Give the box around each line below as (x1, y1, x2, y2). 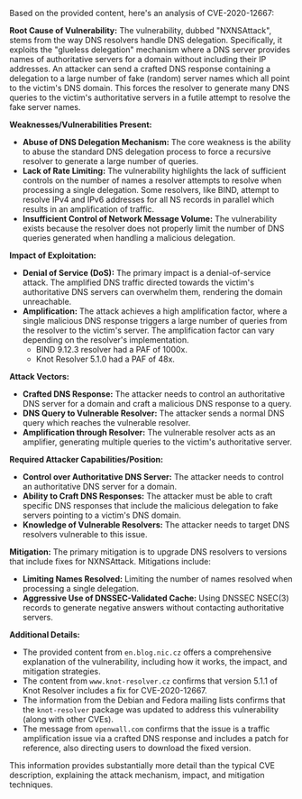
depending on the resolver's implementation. (22, 335, 189, 345)
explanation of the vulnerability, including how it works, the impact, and (22, 657, 288, 666)
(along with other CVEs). (22, 714, 114, 724)
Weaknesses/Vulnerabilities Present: (9, 119, 152, 130)
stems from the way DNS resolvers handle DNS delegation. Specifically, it (9, 35, 282, 45)
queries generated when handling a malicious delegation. (22, 233, 236, 243)
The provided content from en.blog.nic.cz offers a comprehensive (22, 647, 272, 657)
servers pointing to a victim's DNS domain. (22, 510, 182, 520)
